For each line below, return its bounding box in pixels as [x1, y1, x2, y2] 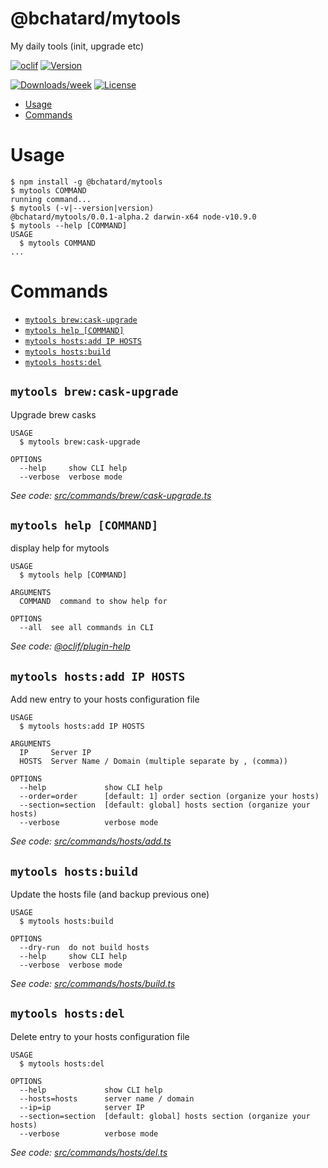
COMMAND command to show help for [19, 597, 168, 607]
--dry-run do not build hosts [19, 943, 150, 953]
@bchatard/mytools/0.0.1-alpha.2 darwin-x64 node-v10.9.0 [10, 212, 257, 222]
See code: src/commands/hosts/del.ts [10, 1146, 168, 1158]
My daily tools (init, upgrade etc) [10, 40, 145, 52]
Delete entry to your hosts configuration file [10, 1030, 190, 1042]
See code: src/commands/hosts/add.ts [10, 835, 172, 847]
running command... [10, 194, 92, 204]
